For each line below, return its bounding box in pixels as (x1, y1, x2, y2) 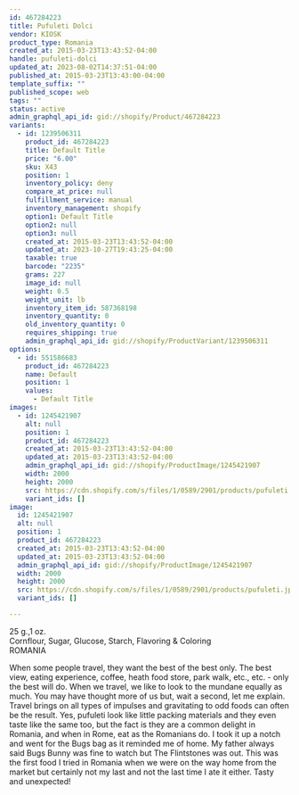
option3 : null (25, 228, 77, 237)
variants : (9, 121, 46, 130)
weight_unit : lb (25, 295, 86, 304)
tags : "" (9, 95, 42, 105)
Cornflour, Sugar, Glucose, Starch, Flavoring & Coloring (9, 635, 212, 646)
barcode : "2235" (25, 262, 86, 271)
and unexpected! (9, 775, 71, 786)
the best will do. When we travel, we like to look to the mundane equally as (9, 681, 283, 691)
